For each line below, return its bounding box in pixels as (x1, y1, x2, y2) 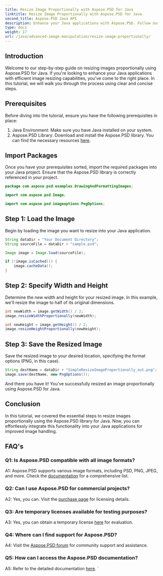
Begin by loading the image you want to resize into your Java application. (5, 227, 151, 233)
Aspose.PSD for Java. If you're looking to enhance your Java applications (5, 70, 152, 76)
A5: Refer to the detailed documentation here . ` (5, 565, 99, 571)
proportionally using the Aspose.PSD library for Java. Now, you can (5, 418, 140, 424)
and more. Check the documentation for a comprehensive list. (5, 473, 129, 479)
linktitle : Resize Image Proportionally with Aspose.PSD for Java (5, 12, 142, 16)
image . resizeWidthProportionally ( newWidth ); (5, 313, 97, 318)
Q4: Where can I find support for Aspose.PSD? (5, 531, 117, 538)
